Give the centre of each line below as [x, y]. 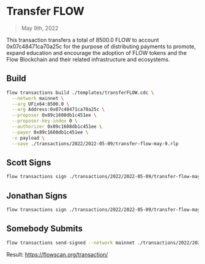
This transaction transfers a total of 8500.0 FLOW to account [83, 40]
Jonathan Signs [37, 195]
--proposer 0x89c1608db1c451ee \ [54, 115]
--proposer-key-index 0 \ [45, 121]
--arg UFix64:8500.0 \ [41, 104]
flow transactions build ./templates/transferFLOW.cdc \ [80, 93]
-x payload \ [28, 138]
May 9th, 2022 [40, 28]
